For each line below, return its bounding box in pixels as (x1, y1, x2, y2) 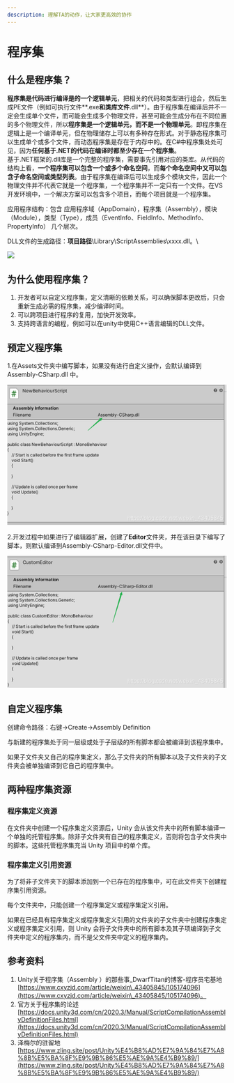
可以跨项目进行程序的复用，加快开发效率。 (17, 311, 140, 319)
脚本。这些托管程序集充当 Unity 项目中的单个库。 (13, 840, 155, 850)
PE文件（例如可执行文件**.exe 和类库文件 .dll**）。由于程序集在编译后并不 (13, 102, 221, 111)
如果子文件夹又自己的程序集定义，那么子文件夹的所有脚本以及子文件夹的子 (7, 753, 221, 761)
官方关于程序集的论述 (17, 1000, 79, 1008)
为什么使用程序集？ (7, 274, 90, 286)
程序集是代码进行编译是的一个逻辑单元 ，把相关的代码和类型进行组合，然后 (7, 94, 221, 102)
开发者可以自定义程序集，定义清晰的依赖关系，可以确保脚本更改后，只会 (17, 293, 225, 302)
